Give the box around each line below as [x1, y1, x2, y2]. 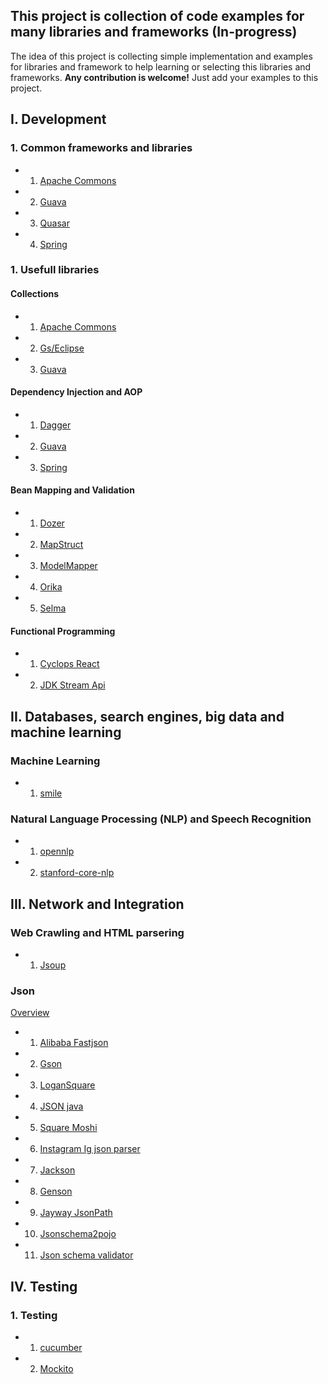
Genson [39, 1185, 73, 1198]
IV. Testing [10, 1278, 78, 1295]
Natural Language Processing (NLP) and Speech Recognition [10, 812, 312, 826]
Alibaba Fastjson [39, 1037, 109, 1049]
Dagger [39, 419, 72, 431]
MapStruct [39, 539, 84, 551]
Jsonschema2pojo [39, 1228, 117, 1240]
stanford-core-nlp [39, 867, 115, 879]
